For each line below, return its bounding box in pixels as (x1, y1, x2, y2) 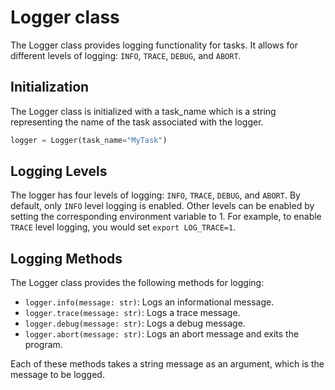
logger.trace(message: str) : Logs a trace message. (24, 307, 241, 319)
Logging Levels (10, 163, 108, 180)
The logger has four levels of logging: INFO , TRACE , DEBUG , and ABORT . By (10, 189, 301, 201)
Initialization (10, 79, 90, 96)
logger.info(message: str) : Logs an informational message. (24, 296, 275, 308)
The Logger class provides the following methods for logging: (10, 277, 265, 289)
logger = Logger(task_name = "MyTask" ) (10, 135, 168, 145)
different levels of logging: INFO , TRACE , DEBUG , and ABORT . (10, 49, 242, 61)
